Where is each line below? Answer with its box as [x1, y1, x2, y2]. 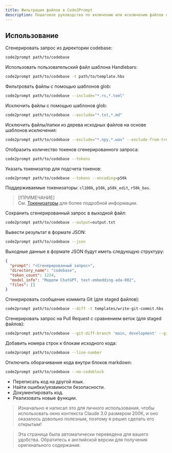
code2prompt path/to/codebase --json [5, 239, 86, 244]
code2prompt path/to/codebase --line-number [5, 350, 102, 356]
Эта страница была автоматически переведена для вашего [17, 431, 148, 437]
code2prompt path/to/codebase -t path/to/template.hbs [5, 74, 125, 80]
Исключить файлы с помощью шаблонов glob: [5, 102, 107, 108]
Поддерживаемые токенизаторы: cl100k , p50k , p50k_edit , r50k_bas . [5, 185, 151, 191]
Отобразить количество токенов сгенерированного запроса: [5, 146, 139, 152]
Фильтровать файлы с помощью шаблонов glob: [5, 83, 112, 90]
